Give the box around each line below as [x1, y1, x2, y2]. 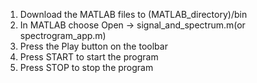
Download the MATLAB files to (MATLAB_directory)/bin [19, 9, 248, 20]
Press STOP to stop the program [19, 62, 154, 73]
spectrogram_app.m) [19, 30, 107, 41]
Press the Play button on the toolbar [19, 40, 168, 52]
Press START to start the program [19, 51, 159, 63]
